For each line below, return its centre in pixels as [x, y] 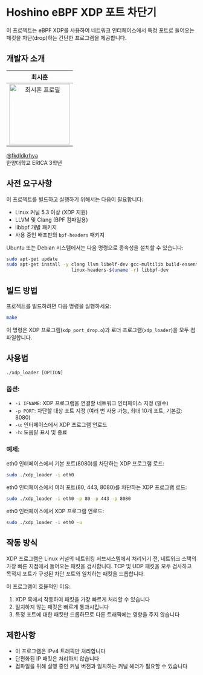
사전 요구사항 [29, 184]
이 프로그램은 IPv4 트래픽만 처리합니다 [60, 651]
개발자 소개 [26, 59]
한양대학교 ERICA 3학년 [34, 162]
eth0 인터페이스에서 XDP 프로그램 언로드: [55, 511]
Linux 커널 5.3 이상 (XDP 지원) [51, 212]
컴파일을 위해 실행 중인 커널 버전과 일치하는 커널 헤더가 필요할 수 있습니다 [101, 666]
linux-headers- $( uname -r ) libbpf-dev [120, 270]
